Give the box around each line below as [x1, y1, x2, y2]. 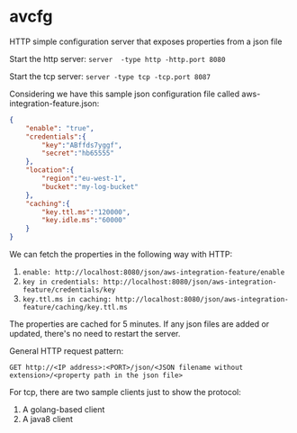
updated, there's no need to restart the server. [9, 329, 181, 339]
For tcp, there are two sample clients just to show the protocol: [9, 387, 241, 398]
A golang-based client [22, 404, 105, 415]
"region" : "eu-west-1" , [41, 174, 127, 184]
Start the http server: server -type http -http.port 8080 [9, 53, 226, 64]
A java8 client [22, 414, 74, 425]
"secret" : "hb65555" [41, 149, 115, 158]
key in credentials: [22, 277, 100, 287]
